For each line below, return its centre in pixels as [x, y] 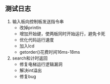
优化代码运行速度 [37, 40]
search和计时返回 [30, 58]
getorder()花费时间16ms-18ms [50, 52]
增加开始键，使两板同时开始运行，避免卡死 [62, 34]
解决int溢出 [31, 70]
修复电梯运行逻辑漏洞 [41, 64]
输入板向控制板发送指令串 [38, 21]
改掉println [30, 27]
